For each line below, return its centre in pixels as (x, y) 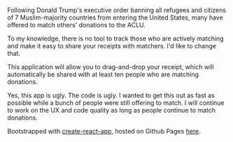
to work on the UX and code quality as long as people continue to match (111, 110)
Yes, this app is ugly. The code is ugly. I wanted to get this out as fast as (111, 95)
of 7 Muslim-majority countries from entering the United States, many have (115, 17)
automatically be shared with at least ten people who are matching (103, 74)
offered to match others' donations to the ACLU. (76, 25)
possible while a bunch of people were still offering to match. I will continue (116, 103)
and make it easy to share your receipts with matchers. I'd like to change (112, 46)
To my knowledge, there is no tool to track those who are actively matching (115, 38)
